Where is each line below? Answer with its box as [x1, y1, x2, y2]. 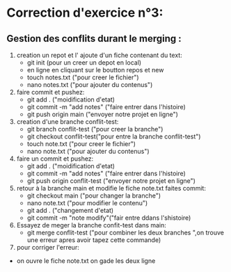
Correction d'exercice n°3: [6, 5, 164, 21]
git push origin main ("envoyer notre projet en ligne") [26, 110, 179, 118]
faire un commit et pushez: [16, 154, 94, 163]
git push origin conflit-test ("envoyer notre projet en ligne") [26, 177, 196, 185]
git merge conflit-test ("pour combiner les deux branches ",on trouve [26, 228, 224, 237]
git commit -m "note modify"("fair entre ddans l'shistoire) [26, 214, 191, 222]
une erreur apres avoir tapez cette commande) [26, 236, 161, 244]
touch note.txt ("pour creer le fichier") [26, 140, 136, 147]
